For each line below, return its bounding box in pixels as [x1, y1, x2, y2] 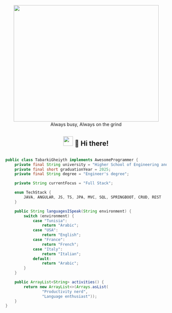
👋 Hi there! [74, 139, 109, 148]
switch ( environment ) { [24, 213, 74, 219]
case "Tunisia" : [32, 218, 68, 223]
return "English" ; [41, 232, 81, 237]
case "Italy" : [32, 247, 63, 252]
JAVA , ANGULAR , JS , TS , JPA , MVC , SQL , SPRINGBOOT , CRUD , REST [24, 195, 161, 200]
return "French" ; [41, 242, 79, 247]
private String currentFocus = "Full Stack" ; [14, 181, 114, 186]
